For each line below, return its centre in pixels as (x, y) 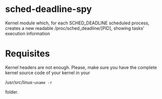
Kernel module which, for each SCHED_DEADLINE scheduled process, (77, 23)
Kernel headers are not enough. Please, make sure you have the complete (81, 67)
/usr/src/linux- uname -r (29, 82)
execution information (28, 33)
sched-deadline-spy (49, 9)
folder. (12, 92)
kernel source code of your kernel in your (48, 73)
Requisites (28, 54)
